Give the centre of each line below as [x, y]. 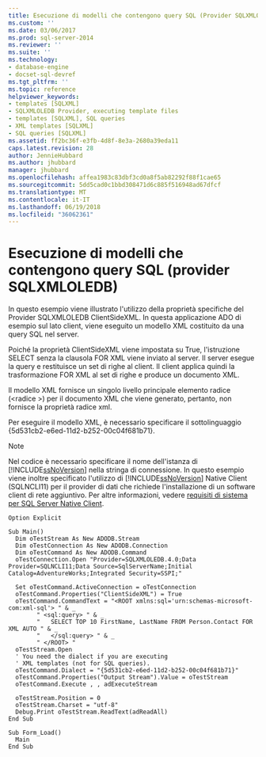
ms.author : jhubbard [42, 163]
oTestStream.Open [44, 650]
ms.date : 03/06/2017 [42, 30]
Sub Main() [26, 532]
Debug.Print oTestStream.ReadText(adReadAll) [92, 712]
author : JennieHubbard [46, 155]
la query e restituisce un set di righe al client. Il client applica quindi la [122, 367]
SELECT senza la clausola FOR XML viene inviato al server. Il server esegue [131, 358]
